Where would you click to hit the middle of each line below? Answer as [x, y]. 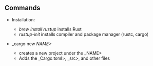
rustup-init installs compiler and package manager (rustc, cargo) [84, 34]
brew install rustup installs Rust [50, 29]
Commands [23, 8]
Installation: [23, 19]
